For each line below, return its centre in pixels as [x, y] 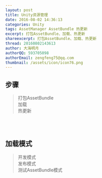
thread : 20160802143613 [31, 44]
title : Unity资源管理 [27, 15]
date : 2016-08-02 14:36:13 [34, 19]
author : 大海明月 [22, 48]
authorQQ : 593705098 [27, 53]
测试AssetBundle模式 [40, 170]
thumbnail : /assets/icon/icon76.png [44, 63]
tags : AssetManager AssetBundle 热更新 [46, 29]
